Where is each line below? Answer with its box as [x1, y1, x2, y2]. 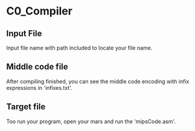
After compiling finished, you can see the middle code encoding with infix [6, 77, 190, 85]
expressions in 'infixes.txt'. [6, 84, 72, 91]
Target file [6, 101, 46, 112]
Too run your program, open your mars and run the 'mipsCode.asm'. [6, 118, 176, 125]
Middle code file [6, 62, 68, 72]
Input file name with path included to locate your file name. [6, 44, 153, 51]
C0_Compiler [6, 4, 72, 18]
